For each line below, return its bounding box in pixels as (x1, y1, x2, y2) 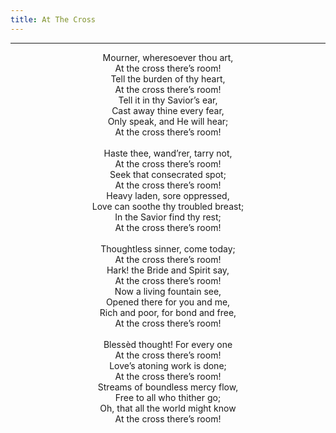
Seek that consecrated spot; (109, 168, 227, 180)
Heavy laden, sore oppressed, (106, 189, 230, 201)
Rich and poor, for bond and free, (99, 306, 237, 318)
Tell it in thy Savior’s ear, (118, 94, 218, 106)
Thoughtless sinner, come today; (100, 242, 236, 255)
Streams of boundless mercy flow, (97, 381, 239, 393)
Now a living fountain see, (114, 285, 222, 297)
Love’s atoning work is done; (109, 359, 227, 371)
